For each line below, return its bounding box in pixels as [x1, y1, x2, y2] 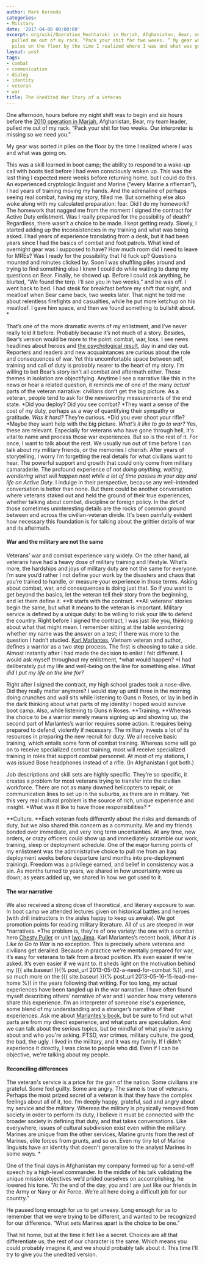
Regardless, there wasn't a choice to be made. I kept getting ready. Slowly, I [6, 219, 197, 227]
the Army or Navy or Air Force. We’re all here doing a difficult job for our [6, 1188, 187, 1195]
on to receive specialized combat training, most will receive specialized [6, 745, 185, 753]
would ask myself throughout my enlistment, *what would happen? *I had [6, 656, 192, 663]
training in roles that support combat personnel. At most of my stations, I [6, 752, 189, 759]
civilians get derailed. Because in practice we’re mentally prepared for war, [6, 947, 194, 954]
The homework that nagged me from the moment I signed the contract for [6, 206, 192, 214]
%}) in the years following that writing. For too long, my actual [22, 979, 178, 987]
